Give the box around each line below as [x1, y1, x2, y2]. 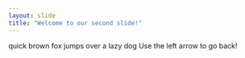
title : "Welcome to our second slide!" [8, 19, 143, 27]
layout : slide [8, 11, 56, 20]
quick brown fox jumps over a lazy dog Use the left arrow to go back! [8, 41, 238, 50]
